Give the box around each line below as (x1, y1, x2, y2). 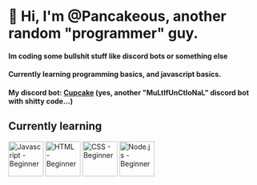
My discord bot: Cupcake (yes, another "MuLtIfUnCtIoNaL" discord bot (8, 87, 250, 97)
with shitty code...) (8, 96, 74, 106)
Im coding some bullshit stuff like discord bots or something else (8, 51, 228, 61)
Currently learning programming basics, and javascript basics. (8, 70, 222, 79)
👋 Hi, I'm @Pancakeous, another (8, 7, 227, 26)
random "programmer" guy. (8, 24, 199, 42)
